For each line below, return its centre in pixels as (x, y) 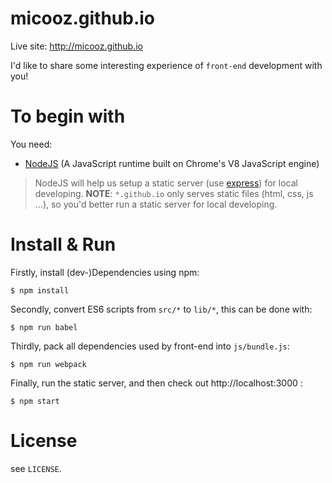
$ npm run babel (44, 327)
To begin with (68, 116)
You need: (31, 144)
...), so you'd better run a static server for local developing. (156, 204)
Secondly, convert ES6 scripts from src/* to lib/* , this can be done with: (161, 309)
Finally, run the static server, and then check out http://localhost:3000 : (156, 383)
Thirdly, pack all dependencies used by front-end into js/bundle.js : (150, 346)
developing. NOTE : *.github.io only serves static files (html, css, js (174, 193)
